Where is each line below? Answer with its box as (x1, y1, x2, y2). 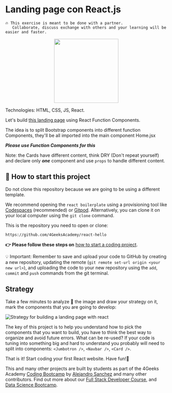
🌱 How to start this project (5, 173, 91, 181)
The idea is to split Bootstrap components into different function (5, 127, 141, 133)
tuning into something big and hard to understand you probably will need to (5, 340, 165, 346)
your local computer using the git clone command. (5, 212, 114, 218)
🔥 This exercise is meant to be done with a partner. (5, 20, 123, 26)
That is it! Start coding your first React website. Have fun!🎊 (5, 355, 129, 362)
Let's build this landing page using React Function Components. (5, 117, 141, 123)
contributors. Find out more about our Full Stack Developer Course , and (5, 376, 157, 382)
